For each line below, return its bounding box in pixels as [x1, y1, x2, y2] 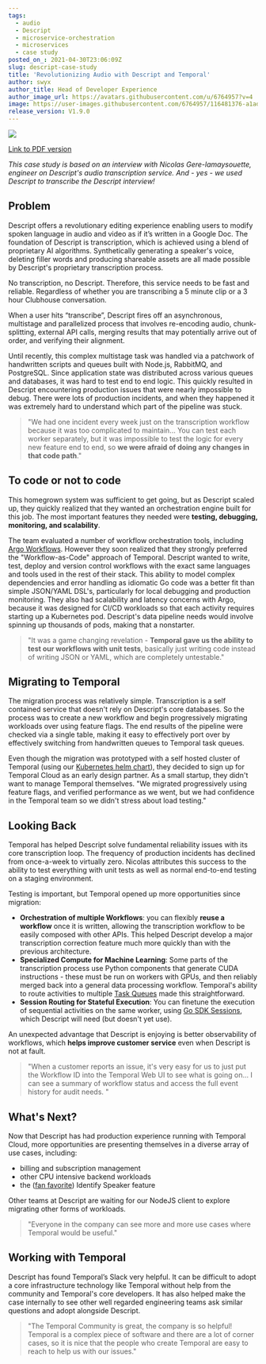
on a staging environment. [8, 874, 93, 884]
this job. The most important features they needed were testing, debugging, [8, 511, 258, 521]
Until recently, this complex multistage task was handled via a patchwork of [8, 351, 255, 360]
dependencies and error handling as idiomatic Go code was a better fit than [8, 577, 255, 588]
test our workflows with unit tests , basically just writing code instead [27, 644, 256, 653]
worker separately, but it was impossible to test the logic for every [27, 433, 244, 443]
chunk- [233, 318, 257, 328]
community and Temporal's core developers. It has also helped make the [8, 1289, 246, 1298]
